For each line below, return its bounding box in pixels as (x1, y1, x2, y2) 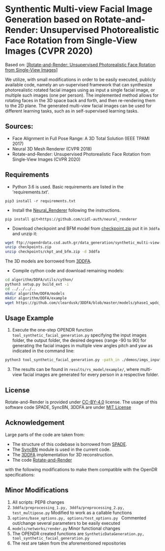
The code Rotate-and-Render (12, 457, 72, 463)
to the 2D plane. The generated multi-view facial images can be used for (5, 103, 152, 109)
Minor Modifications (5, 486, 69, 494)
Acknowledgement (5, 418, 65, 427)
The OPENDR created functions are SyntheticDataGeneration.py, (12, 530, 145, 536)
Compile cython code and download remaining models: (12, 268, 124, 274)
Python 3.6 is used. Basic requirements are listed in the (12, 184, 124, 189)
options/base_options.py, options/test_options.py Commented (12, 514, 146, 521)
